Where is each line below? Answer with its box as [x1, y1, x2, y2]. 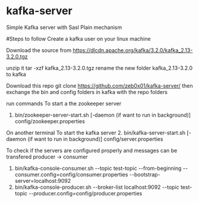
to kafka [6, 70, 27, 78]
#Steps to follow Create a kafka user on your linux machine [6, 35, 151, 42]
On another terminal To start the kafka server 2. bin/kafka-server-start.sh [6, 129, 186, 136]
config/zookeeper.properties [14, 117, 85, 125]
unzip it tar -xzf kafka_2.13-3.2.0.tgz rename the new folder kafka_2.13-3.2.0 [6, 64, 193, 72]
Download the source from [6, 46, 72, 54]
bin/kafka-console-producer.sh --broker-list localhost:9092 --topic [14, 183, 179, 191]
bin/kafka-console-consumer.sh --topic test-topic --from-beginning [14, 165, 182, 172]
